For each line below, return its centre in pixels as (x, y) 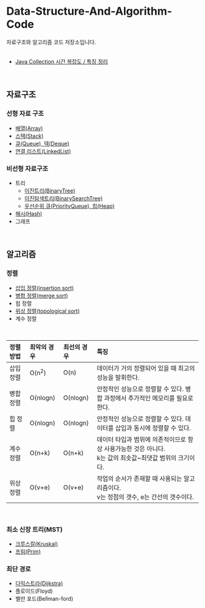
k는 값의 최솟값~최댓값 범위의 (137, 458)
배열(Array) (29, 128)
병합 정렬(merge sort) (41, 295)
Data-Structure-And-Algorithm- (89, 11)
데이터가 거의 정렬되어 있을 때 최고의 (146, 368)
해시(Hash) (29, 213)
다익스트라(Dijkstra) (39, 583)
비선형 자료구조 (27, 169)
